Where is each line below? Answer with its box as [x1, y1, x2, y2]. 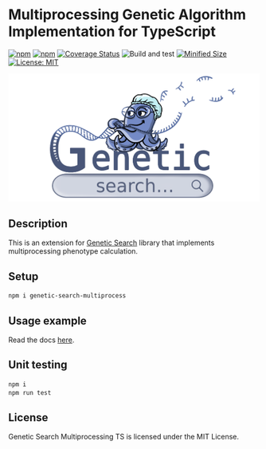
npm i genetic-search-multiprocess [8, 292, 127, 300]
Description [8, 217, 68, 230]
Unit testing [8, 358, 68, 372]
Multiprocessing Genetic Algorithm [8, 6, 247, 24]
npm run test [8, 388, 52, 396]
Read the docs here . [8, 335, 75, 345]
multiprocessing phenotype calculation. [8, 246, 138, 256]
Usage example [8, 313, 88, 328]
